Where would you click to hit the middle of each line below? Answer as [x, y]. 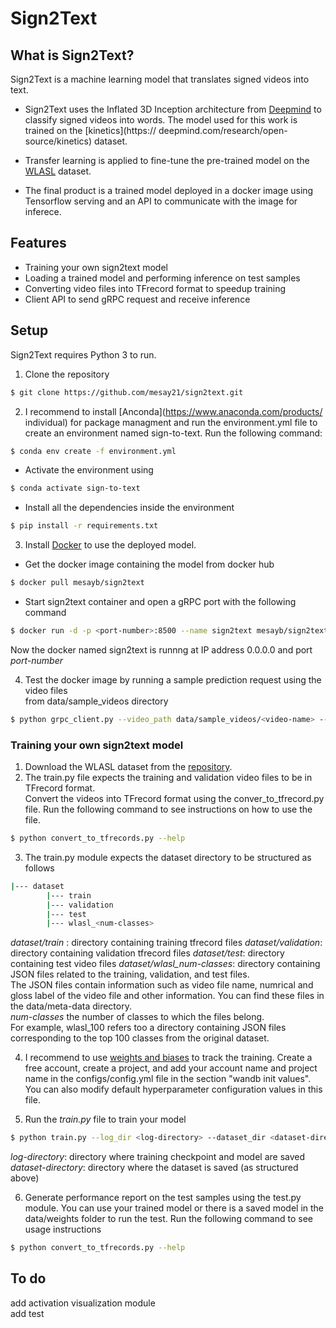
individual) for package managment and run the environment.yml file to [171, 422]
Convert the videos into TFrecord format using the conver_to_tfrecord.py [174, 799]
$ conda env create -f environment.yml [93, 451]
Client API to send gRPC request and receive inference [137, 299]
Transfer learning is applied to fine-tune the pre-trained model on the [167, 160]
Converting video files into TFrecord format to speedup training [155, 288]
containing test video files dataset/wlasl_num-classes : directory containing [165, 964]
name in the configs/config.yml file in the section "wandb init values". [168, 1079]
